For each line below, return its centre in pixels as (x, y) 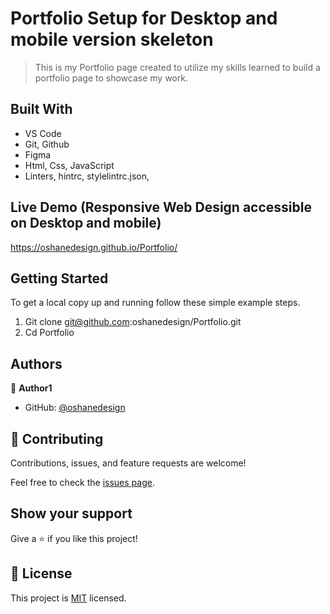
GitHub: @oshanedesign (75, 408)
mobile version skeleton (112, 39)
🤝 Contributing (57, 438)
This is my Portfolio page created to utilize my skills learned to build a (177, 67)
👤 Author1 (31, 388)
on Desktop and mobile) (86, 223)
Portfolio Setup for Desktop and (144, 18)
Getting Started (59, 278)
